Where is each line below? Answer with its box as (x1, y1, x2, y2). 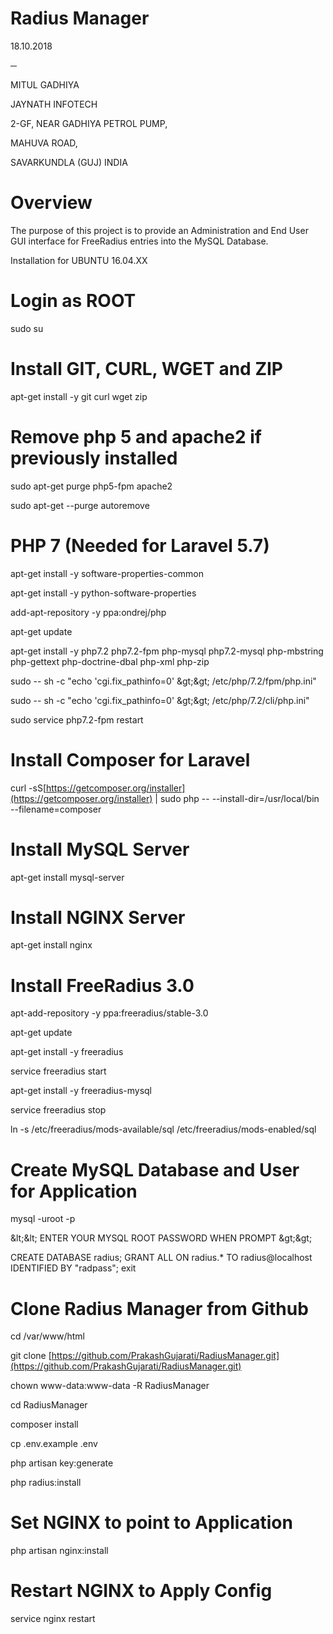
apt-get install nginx (10, 939, 93, 951)
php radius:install (10, 1477, 82, 1489)
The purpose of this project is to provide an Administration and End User (10, 224, 309, 236)
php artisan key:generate (10, 1457, 114, 1469)
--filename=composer (10, 803, 102, 815)
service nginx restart (10, 1613, 96, 1625)
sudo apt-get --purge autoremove (10, 499, 150, 511)
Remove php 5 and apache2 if (10, 425, 262, 448)
